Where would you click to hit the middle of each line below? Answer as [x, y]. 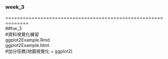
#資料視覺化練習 [22, 34]
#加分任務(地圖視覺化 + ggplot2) [39, 51]
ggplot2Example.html [27, 45]
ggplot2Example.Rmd [27, 40]
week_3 [15, 7]
